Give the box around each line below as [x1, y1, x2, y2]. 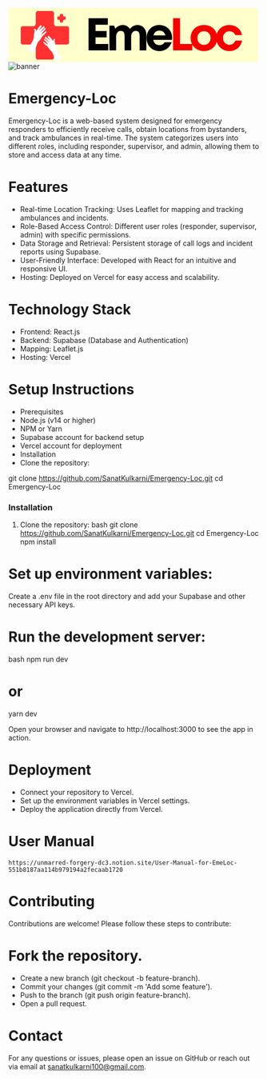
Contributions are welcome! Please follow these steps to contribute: [8, 918, 232, 928]
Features [8, 178, 69, 196]
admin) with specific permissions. [19, 230, 132, 239]
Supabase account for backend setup [19, 432, 145, 442]
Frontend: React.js [19, 326, 81, 336]
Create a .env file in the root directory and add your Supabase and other [8, 591, 246, 601]
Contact [8, 1026, 63, 1045]
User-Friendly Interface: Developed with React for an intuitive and [19, 255, 237, 265]
